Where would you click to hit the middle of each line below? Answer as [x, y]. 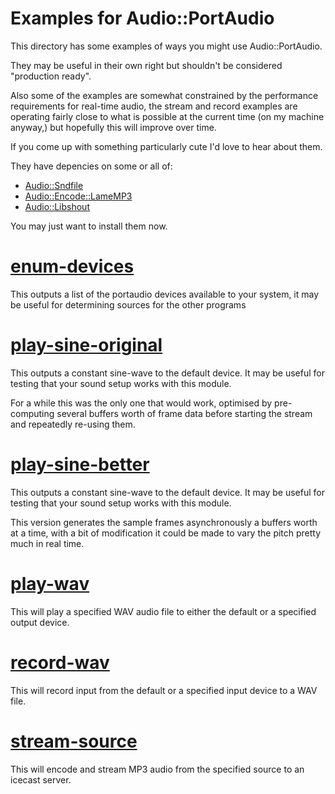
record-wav [60, 662]
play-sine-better [80, 464]
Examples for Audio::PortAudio [142, 18]
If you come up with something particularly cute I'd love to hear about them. [166, 146]
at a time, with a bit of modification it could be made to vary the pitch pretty [166, 533]
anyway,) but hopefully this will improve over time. [113, 127]
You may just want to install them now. [89, 226]
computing [32, 413]
